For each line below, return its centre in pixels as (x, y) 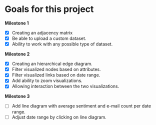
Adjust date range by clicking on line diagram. (59, 117)
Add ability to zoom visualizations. (47, 80)
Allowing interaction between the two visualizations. (65, 86)
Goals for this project (49, 9)
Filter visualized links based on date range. (56, 75)
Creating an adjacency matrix (42, 32)
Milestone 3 (17, 96)
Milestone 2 (17, 54)
